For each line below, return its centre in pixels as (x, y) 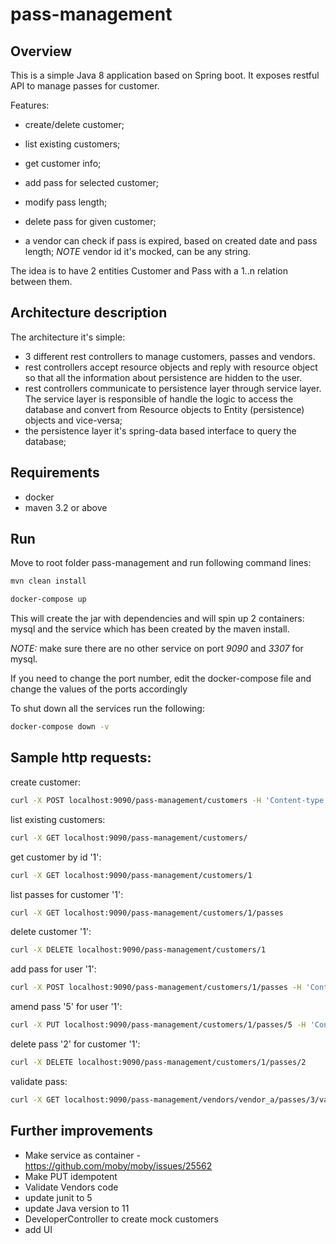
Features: (30, 105)
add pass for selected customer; (92, 182)
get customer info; (63, 163)
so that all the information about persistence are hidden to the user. (163, 377)
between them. (41, 281)
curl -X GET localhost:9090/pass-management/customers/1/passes (147, 913)
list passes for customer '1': (67, 894)
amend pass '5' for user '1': (66, 1007)
